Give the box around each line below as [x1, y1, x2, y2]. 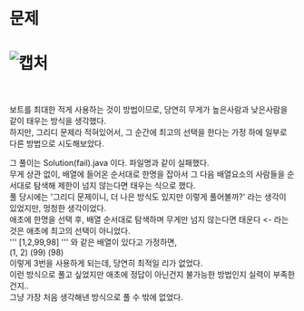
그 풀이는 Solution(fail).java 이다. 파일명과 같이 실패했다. [9, 158, 211, 169]
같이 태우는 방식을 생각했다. [9, 115, 107, 127]
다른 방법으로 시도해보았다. [9, 138, 104, 150]
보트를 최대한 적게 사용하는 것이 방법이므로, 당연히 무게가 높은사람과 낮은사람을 [9, 104, 289, 115]
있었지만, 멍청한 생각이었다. [9, 203, 107, 214]
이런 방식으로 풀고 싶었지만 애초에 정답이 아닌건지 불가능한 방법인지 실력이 [9, 269, 271, 280]
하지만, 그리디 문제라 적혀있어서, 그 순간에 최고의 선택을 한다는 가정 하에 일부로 [9, 127, 288, 138]
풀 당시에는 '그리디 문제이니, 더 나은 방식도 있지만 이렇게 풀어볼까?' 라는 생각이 [9, 191, 287, 202]
